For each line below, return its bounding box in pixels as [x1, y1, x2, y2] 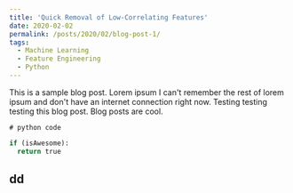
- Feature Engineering [17, 54, 101, 63]
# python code [9, 123, 62, 132]
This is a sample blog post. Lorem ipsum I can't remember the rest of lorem [9, 86, 284, 98]
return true [17, 147, 62, 156]
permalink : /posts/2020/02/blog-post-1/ [9, 29, 162, 38]
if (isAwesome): [9, 139, 69, 148]
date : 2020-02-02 [9, 21, 74, 30]
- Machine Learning [17, 46, 90, 55]
